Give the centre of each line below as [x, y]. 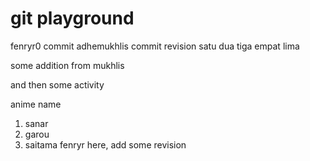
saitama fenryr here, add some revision [105, 144]
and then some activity [57, 84]
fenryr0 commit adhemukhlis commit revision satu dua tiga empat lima [155, 46]
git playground [72, 18]
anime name [36, 104]
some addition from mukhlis [67, 65]
